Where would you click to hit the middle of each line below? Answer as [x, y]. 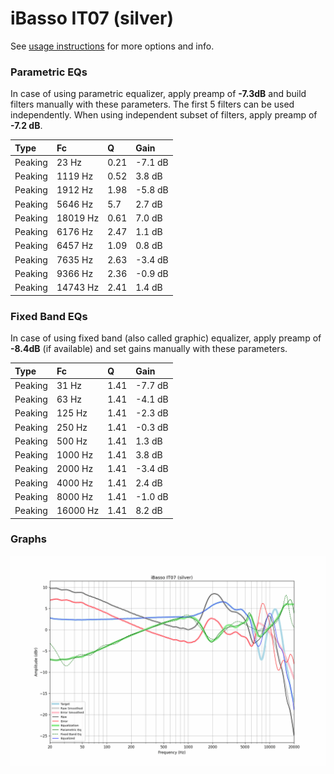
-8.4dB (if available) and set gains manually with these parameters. [149, 349]
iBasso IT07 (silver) [92, 18]
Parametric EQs [49, 72]
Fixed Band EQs [49, 316]
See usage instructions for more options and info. [112, 46]
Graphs [28, 539]
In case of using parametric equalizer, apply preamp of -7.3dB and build [158, 94]
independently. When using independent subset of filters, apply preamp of [164, 115]
